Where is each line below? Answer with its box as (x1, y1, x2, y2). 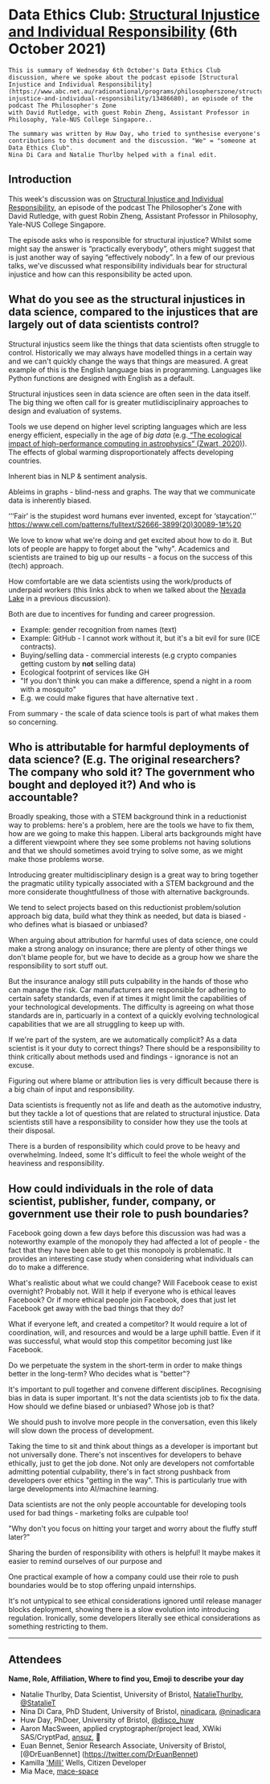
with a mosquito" (19, 684, 76, 694)
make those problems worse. (8, 855, 104, 864)
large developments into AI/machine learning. (8, 1484, 159, 1494)
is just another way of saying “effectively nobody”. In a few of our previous (8, 252, 255, 262)
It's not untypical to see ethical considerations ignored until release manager (8, 1596, 262, 1606)
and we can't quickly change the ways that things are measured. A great (8, 356, 248, 366)
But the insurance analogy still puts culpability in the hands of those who (8, 977, 249, 986)
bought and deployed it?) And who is (8, 777, 197, 791)
